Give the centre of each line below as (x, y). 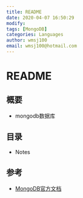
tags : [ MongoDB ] (27, 29)
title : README (24, 12)
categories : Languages (35, 35)
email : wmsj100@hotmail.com (42, 46)
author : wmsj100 (27, 40)
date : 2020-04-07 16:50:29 (40, 18)
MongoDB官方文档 (38, 188)
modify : (16, 23)
